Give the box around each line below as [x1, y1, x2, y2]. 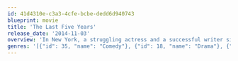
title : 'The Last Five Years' [7, 23, 97, 30]
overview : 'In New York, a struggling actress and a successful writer [7, 36, 223, 43]
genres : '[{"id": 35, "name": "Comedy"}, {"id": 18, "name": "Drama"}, [7, 43, 223, 50]
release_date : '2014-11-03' [7, 29, 91, 37]
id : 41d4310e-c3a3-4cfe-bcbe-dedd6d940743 [7, 10, 135, 18]
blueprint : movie [7, 17, 59, 24]
